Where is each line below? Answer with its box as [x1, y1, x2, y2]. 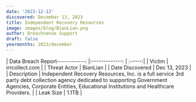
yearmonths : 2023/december [6, 42, 73, 48]
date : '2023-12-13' [6, 8, 54, 15]
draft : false [6, 36, 38, 42]
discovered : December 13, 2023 [6, 14, 83, 20]
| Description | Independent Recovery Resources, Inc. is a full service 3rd [6, 70, 184, 77]
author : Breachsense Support [6, 31, 78, 37]
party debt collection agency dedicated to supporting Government [6, 76, 168, 83]
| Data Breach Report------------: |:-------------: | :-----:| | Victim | [6, 57, 168, 65]
